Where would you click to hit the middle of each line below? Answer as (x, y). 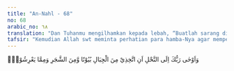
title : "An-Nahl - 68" (40, 14)
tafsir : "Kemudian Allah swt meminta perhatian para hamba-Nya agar (109, 40)
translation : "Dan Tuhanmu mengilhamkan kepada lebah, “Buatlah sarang (113, 33)
